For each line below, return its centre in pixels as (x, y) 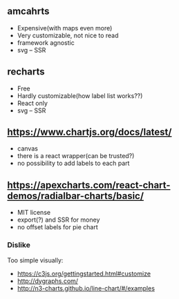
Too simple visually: (35, 260)
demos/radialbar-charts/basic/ (75, 196)
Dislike (19, 245)
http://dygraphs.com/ (47, 281)
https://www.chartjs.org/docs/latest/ (89, 132)
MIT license (34, 213)
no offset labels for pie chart (57, 227)
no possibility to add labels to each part (73, 163)
